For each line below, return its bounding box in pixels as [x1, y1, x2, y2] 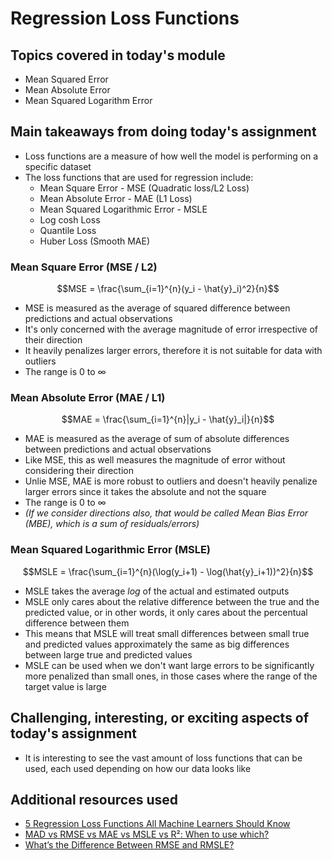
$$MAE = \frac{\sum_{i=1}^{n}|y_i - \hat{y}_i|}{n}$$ [61, 413, 275, 426]
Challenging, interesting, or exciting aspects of [10, 710, 310, 727]
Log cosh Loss [39, 213, 101, 226]
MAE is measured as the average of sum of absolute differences [24, 433, 290, 445]
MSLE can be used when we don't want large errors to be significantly [24, 659, 315, 671]
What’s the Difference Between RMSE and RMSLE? [24, 839, 235, 851]
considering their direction [24, 465, 134, 477]
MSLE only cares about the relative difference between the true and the [24, 595, 320, 607]
